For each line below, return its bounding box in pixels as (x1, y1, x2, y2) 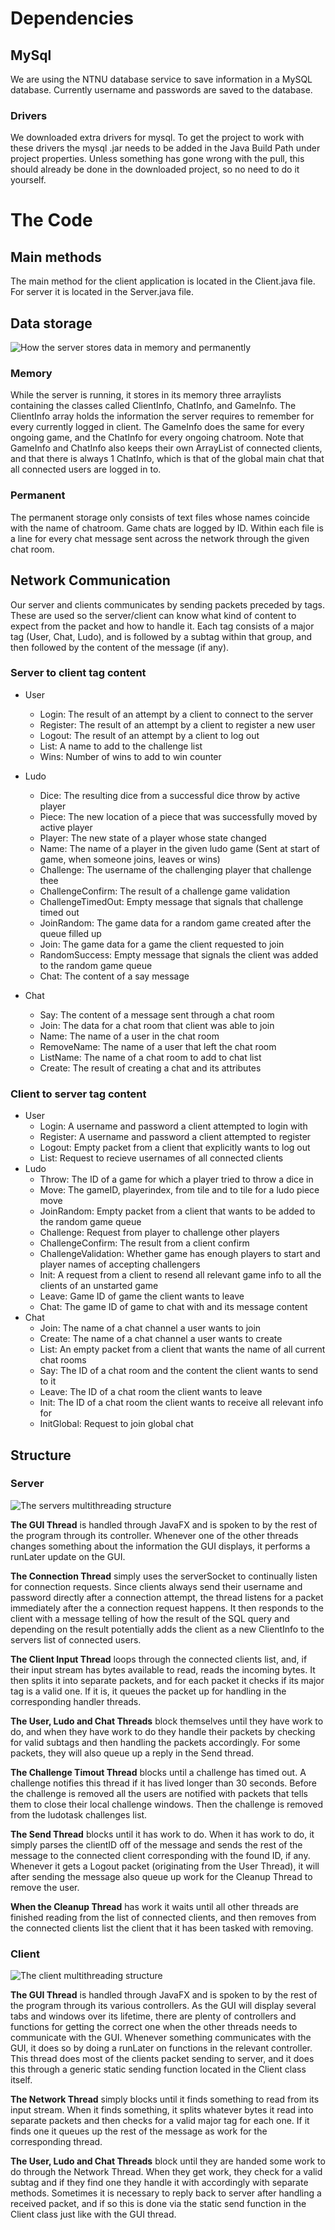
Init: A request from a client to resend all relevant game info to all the (39, 1269, 322, 1281)
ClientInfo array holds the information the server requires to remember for (10, 410, 315, 422)
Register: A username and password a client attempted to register (39, 1131, 312, 1143)
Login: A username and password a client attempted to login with (39, 1120, 308, 1132)
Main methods (10, 248, 102, 266)
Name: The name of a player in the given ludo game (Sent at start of (39, 842, 320, 854)
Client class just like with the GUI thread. (10, 2208, 177, 2221)
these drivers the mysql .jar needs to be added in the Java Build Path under (10, 142, 321, 154)
